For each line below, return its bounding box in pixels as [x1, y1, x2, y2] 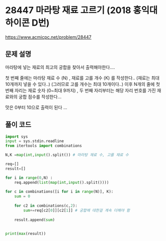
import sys [5, 134, 28, 139]
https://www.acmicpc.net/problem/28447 [5, 34, 92, 40]
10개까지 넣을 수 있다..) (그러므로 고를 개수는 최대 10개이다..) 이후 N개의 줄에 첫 [5, 81, 160, 87]
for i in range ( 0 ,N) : [5, 175, 53, 180]
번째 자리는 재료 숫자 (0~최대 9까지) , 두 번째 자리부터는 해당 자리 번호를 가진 [5, 87, 156, 93]
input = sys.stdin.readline [5, 139, 64, 144]
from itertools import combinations [5, 144, 82, 149]
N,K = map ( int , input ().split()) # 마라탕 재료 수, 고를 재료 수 [5, 153, 129, 158]
